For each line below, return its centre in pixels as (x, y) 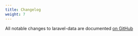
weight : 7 (15, 14)
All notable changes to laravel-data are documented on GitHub (69, 28)
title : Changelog (23, 10)
